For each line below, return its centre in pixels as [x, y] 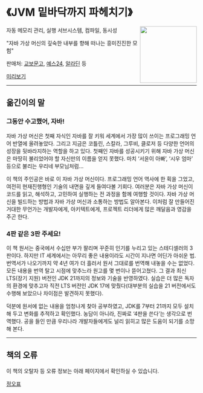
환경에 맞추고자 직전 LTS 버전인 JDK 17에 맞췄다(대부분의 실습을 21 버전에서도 [104, 286]
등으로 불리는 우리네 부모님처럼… [45, 166]
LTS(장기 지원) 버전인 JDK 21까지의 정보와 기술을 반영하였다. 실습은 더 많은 [95, 278]
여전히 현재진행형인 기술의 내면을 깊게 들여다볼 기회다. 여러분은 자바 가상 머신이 [100, 186]
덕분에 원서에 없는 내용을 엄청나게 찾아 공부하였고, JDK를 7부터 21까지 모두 [95, 306]
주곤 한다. [18, 216]
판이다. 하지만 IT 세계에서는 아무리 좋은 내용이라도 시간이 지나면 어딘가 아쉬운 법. [101, 255]
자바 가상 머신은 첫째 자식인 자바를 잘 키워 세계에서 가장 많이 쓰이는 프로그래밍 [98, 136]
